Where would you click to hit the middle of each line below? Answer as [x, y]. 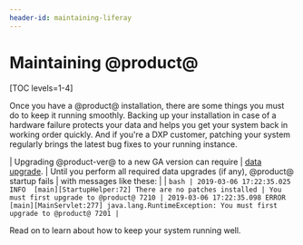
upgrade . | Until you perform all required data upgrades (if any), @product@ [152, 171]
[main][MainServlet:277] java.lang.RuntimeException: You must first [144, 205]
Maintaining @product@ [104, 62]
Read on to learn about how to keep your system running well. [125, 230]
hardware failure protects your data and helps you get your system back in [149, 124]
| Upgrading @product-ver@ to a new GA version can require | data [136, 162]
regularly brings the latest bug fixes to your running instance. [123, 144]
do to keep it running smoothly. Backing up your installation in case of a [143, 115]
